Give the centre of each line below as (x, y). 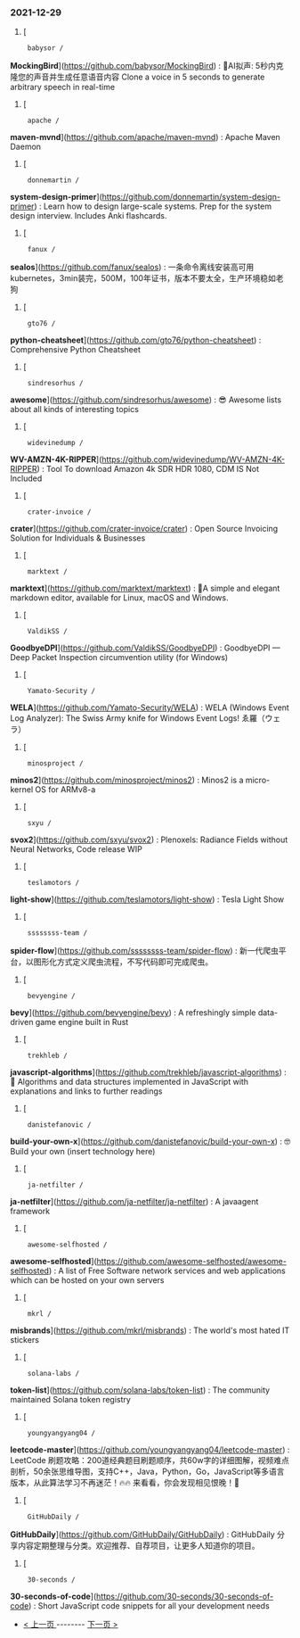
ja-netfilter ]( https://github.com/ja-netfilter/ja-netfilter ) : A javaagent (134, 1202)
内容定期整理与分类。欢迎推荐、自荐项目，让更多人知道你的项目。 (138, 1546)
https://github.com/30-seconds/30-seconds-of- (185, 1597)
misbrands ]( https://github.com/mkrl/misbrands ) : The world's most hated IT (150, 1330)
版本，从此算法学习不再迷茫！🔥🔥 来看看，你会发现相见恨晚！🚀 (125, 1483)
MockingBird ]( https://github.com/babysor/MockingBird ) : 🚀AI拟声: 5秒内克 (147, 66)
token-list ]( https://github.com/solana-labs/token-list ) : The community (140, 1390)
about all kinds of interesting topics (74, 409)
